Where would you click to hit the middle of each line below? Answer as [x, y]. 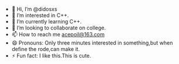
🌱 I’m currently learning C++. [47, 21]
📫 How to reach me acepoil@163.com [58, 34]
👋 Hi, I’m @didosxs [34, 9]
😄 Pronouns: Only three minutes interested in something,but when [92, 43]
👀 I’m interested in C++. [40, 15]
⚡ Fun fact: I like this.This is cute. [51, 55]
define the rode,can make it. [46, 49]
